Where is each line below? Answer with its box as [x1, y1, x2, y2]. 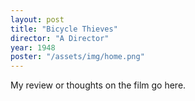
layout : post [10, 14, 65, 25]
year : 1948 [10, 42, 56, 53]
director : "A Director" [10, 33, 110, 43]
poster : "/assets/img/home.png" [10, 52, 145, 62]
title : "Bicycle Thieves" [10, 24, 118, 34]
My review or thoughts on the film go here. [10, 79, 187, 91]
